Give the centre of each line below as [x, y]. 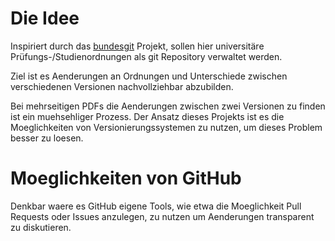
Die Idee [45, 18]
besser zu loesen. [47, 138]
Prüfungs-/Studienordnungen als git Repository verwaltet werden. [146, 56]
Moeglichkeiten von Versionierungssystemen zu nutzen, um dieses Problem [166, 127]
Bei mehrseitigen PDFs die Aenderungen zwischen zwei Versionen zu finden [168, 106]
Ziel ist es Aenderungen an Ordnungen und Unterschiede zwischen [149, 76]
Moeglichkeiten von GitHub [126, 178]
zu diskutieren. [41, 227]
